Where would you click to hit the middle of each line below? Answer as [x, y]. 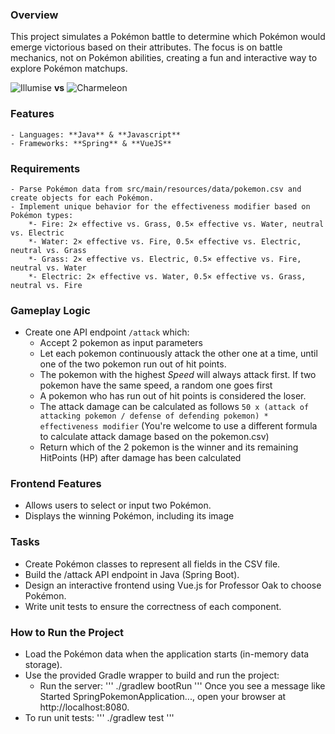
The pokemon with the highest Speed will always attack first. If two [178, 375]
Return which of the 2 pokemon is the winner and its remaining [169, 447]
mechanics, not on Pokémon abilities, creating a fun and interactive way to [164, 58]
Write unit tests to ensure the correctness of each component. [153, 606]
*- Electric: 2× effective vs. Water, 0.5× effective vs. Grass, [167, 276]
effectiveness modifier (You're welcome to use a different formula [178, 426]
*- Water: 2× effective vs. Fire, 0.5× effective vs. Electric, [165, 241]
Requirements [45, 168]
